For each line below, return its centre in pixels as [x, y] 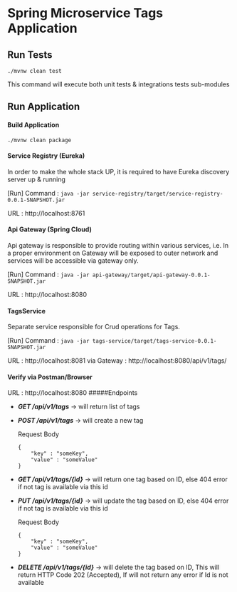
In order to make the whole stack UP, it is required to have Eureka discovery [118, 171]
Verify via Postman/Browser [50, 377]
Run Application [44, 107]
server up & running [37, 179]
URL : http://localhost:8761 [46, 213]
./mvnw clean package [39, 140]
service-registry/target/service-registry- [158, 194]
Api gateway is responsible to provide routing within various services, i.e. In [118, 245]
